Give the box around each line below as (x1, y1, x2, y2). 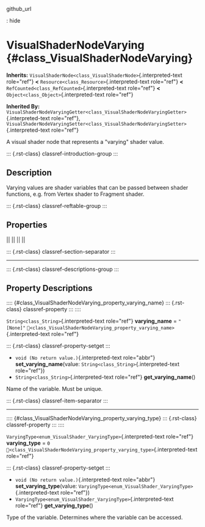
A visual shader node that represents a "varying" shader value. (6, 138, 165, 145)
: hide (6, 17, 21, 24)
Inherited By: (6, 102, 40, 110)
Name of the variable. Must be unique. (6, 385, 103, 393)
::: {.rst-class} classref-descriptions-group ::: (6, 265, 119, 273)
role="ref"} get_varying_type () (15, 502, 93, 509)
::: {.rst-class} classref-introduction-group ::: (6, 149, 118, 157)
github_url (6, 5, 32, 12)
